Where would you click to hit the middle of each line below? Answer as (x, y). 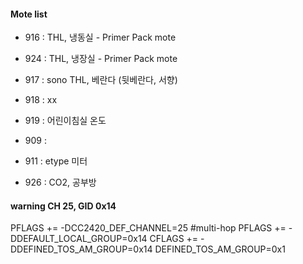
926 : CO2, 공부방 (60, 182)
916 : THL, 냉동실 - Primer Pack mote (100, 37)
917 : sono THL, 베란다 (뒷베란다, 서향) (101, 80)
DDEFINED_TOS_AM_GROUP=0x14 (81, 249)
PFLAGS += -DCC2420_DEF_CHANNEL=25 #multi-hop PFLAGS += (148, 228)
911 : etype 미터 (56, 161)
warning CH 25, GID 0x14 (63, 206)
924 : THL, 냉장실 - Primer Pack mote (101, 59)
